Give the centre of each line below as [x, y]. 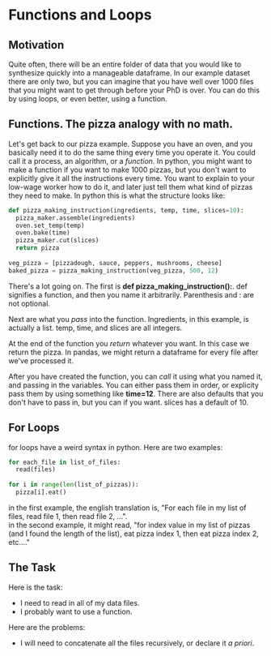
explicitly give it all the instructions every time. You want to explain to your [131, 178]
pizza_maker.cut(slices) [57, 241]
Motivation [36, 45]
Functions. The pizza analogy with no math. [121, 124]
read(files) [36, 469]
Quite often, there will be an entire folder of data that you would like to [125, 64]
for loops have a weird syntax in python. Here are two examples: [116, 447]
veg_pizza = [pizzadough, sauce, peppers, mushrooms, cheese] [115, 263]
